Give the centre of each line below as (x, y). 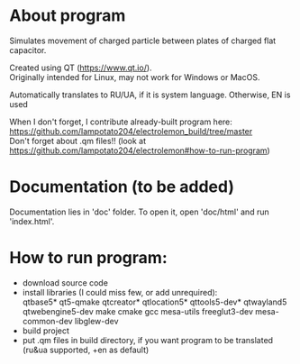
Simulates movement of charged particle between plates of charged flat (143, 41)
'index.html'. (32, 221)
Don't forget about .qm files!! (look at (78, 141)
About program (68, 16)
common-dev (48, 321)
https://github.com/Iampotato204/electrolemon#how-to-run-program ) (140, 150)
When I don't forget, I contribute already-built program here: (121, 122)
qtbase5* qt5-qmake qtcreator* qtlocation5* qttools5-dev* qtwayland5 (155, 302)
